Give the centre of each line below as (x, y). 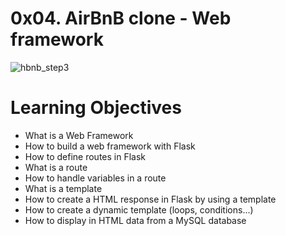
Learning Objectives (96, 108)
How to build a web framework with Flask (110, 146)
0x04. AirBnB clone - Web (121, 18)
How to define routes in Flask (85, 156)
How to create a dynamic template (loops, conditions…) (139, 209)
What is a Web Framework (79, 135)
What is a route (56, 167)
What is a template (63, 188)
